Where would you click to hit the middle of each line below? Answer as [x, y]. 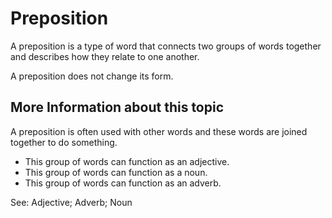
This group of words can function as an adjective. [127, 161]
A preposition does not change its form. [92, 76]
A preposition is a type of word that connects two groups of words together [166, 46]
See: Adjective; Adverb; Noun [71, 202]
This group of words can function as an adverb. [123, 183]
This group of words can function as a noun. [116, 172]
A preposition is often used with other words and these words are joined [159, 131]
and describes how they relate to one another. [105, 56]
